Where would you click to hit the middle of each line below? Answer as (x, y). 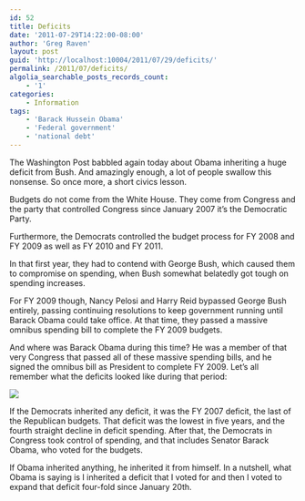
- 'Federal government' (71, 128)
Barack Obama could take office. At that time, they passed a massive (139, 320)
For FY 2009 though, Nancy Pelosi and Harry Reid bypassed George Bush (148, 301)
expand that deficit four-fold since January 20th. (101, 486)
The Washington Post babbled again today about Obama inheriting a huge (148, 162)
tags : (20, 111)
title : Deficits (40, 26)
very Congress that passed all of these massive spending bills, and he (141, 357)
